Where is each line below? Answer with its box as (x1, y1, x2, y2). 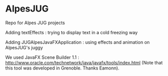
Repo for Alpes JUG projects (5, 20, 65, 26)
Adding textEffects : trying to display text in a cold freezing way (5, 29, 138, 35)
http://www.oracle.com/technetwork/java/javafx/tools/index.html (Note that (5, 59, 163, 65)
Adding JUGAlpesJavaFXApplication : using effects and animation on (5, 39, 150, 45)
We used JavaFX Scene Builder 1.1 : (5, 54, 80, 60)
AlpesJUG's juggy (5, 44, 43, 50)
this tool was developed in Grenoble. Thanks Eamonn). (5, 65, 120, 71)
